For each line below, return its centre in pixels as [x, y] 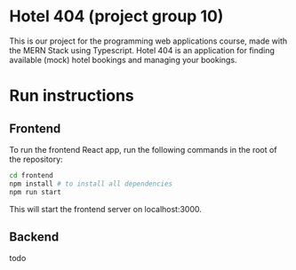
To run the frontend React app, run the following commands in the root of [143, 149]
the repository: [36, 159]
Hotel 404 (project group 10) [116, 16]
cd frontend [31, 175]
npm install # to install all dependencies [91, 184]
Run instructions [72, 96]
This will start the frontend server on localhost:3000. [106, 209]
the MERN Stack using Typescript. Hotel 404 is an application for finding [142, 50]
